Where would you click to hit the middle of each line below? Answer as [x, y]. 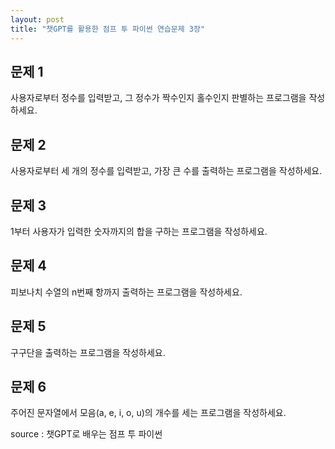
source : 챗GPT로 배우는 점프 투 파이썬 [86, 434]
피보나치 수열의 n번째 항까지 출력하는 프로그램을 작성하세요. [126, 292]
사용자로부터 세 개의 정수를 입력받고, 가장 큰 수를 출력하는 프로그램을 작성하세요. [166, 171]
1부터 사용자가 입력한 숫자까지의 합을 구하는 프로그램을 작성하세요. [139, 231]
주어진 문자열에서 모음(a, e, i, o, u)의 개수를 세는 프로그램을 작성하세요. [148, 413]
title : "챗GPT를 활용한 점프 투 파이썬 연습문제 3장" [108, 29]
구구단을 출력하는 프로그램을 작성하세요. [88, 352]
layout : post [37, 19]
